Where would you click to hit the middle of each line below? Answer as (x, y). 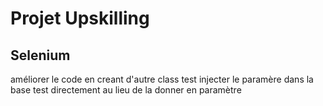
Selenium (40, 55)
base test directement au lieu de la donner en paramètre (126, 90)
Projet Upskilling (80, 18)
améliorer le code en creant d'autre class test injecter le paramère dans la (162, 79)
